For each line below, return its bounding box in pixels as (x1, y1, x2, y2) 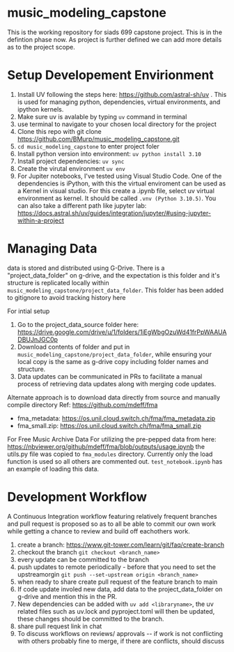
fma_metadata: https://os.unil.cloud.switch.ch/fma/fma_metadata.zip (17, 414, 216, 423)
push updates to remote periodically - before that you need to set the (17, 563, 217, 571)
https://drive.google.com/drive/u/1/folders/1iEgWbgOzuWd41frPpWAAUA (17, 328, 227, 336)
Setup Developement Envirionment (7, 68, 214, 83)
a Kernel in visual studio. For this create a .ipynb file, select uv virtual (17, 186, 214, 195)
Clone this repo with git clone (17, 127, 102, 135)
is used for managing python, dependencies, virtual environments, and (17, 98, 221, 106)
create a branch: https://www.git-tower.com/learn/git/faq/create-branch (17, 540, 225, 549)
